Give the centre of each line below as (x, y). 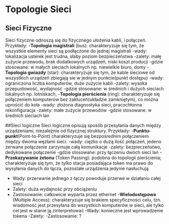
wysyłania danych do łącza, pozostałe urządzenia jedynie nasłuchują (77, 169)
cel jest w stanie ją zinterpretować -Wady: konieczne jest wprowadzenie (88, 211)
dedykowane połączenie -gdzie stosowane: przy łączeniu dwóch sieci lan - (83, 152)
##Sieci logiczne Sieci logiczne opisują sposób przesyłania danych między (83, 125)
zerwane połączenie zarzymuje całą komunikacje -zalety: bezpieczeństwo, (83, 147)
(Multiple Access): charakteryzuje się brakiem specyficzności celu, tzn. (87, 200)
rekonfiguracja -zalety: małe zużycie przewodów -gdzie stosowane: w (78, 110)
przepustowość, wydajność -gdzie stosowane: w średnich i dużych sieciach (85, 89)
